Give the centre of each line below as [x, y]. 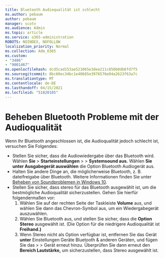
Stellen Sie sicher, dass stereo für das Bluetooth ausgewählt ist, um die [84, 187]
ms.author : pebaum [24, 14]
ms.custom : [16, 56]
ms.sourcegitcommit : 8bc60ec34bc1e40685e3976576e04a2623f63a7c [71, 74]
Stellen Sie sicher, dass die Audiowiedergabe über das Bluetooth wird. [83, 156]
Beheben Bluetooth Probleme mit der [82, 117]
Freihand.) [31, 229]
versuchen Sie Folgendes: [32, 146]
